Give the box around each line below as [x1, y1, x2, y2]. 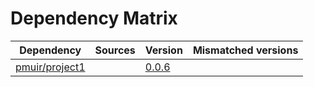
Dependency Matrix [10, 7, 178, 30]
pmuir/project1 [15, 60, 86, 74]
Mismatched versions [192, 43, 299, 57]
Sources [94, 43, 136, 57]
